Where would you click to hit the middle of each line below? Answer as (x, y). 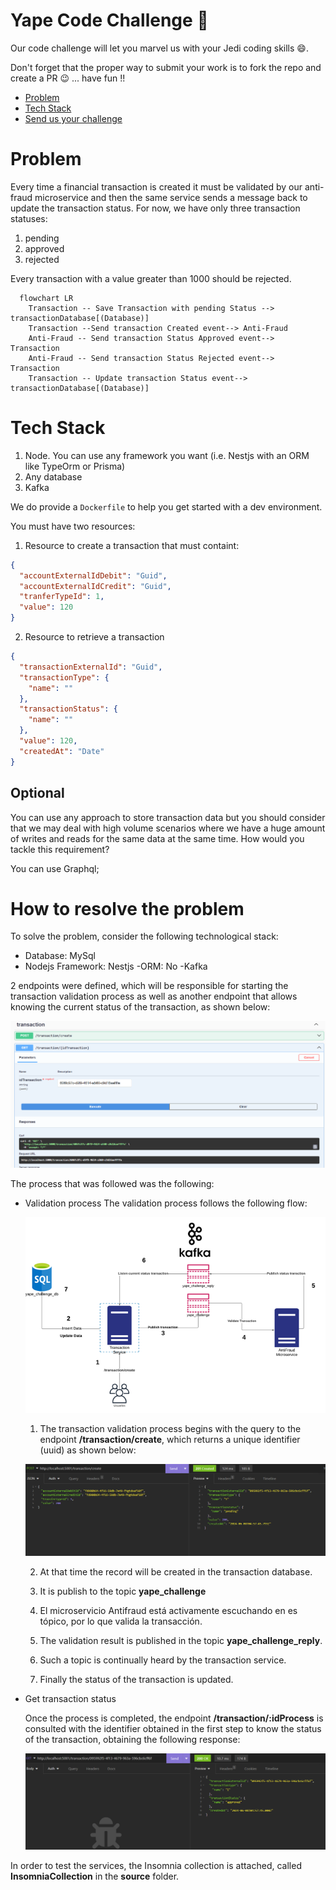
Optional (37, 793)
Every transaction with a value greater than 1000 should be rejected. (151, 278)
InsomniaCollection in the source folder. (95, 1876)
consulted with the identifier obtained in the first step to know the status (173, 1729)
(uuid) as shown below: (88, 1450)
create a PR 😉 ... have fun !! (68, 78)
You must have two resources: (73, 526)
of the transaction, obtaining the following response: (132, 1740)
